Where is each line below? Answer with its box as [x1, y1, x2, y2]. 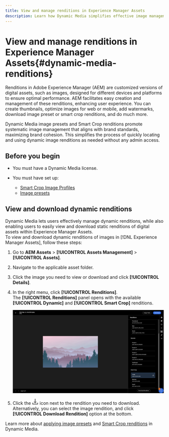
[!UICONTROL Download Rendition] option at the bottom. [12, 411, 132, 417]
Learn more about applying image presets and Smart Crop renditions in [5, 420, 153, 426]
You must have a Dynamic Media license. [12, 165, 98, 171]
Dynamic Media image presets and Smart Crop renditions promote [5, 121, 143, 127]
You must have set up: [12, 175, 59, 181]
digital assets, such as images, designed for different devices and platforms [5, 90, 162, 96]
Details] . [12, 280, 31, 286]
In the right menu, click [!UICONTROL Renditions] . [12, 289, 118, 295]
